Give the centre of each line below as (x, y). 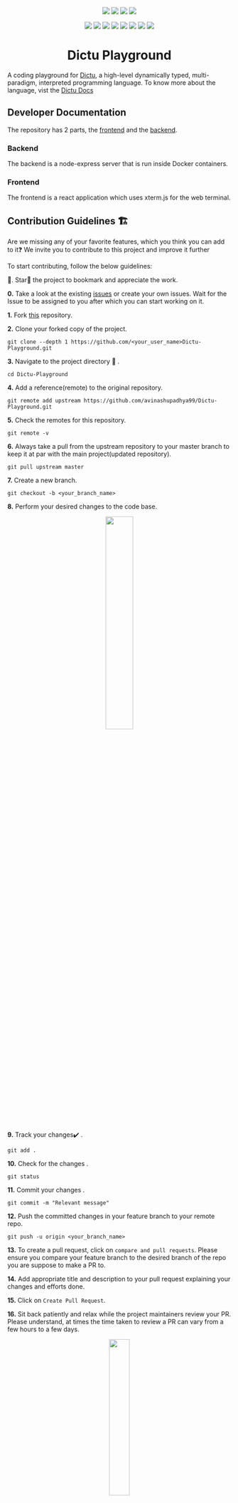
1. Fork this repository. (40, 315)
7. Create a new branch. (42, 480)
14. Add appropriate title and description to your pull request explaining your (119, 1279)
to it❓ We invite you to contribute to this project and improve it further (109, 250)
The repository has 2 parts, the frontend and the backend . (92, 130)
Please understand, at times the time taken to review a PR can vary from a (115, 1322)
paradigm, (22, 83)
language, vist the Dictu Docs (50, 90)
